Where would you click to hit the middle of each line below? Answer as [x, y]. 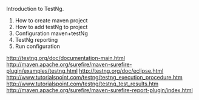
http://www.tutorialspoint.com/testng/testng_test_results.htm [83, 84]
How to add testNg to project [51, 27]
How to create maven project [51, 20]
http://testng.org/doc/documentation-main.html [66, 58]
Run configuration [38, 46]
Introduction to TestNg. [35, 9]
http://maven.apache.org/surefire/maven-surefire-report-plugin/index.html [99, 90]
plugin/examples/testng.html [42, 71]
